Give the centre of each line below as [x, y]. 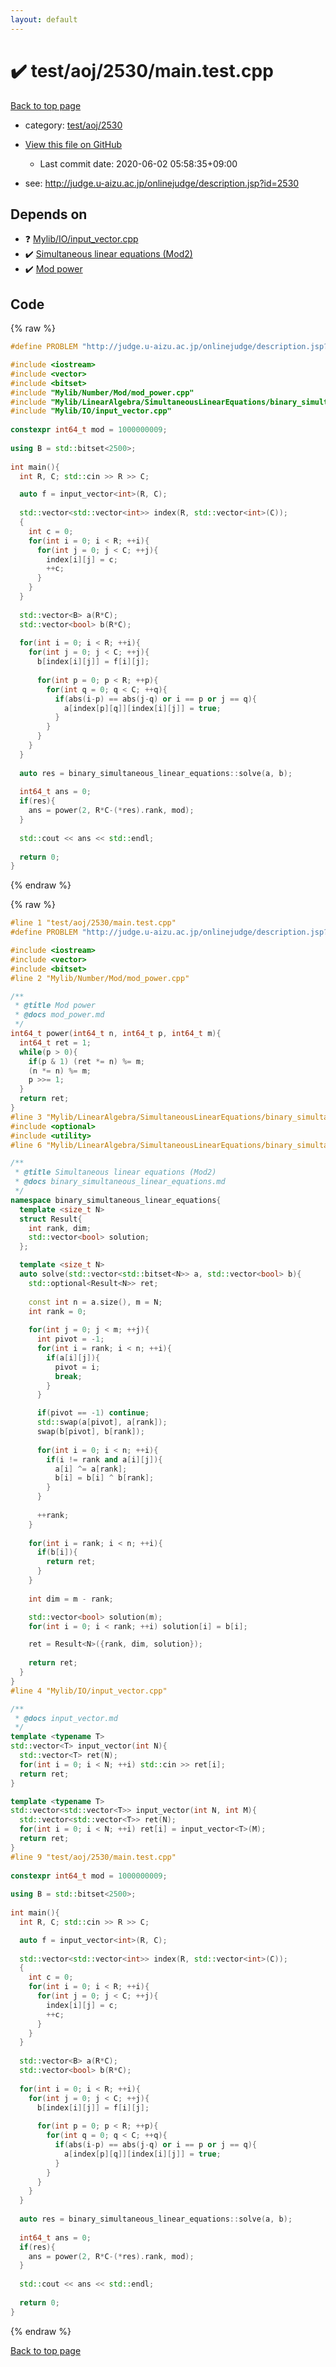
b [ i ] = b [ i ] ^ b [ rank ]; [104, 1478]
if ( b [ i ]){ [57, 1552]
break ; [68, 1376]
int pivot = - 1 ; [70, 1339]
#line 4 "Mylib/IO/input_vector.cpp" [89, 1691]
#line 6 [26, 1145]
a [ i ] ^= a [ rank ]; [91, 1469]
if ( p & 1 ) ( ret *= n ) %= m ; [86, 1061]
